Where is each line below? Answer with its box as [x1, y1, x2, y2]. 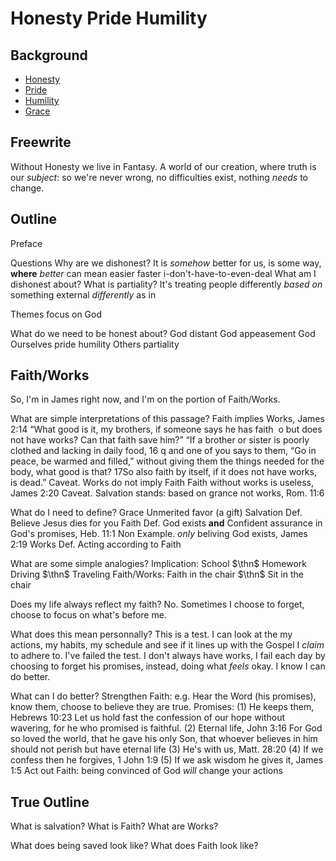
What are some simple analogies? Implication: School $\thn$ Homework [10, 558, 308, 570]
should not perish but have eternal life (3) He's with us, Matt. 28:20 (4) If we [10, 743, 324, 756]
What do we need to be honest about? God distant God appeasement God [10, 327, 316, 339]
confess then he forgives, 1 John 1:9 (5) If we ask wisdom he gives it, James [10, 754, 324, 766]
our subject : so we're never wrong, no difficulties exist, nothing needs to [10, 171, 308, 183]
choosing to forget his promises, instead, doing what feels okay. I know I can [10, 660, 326, 672]
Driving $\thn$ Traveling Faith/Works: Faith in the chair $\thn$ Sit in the [10, 568, 304, 581]
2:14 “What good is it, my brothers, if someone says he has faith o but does [10, 423, 323, 436]
